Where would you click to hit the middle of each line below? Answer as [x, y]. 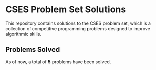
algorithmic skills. [23, 34]
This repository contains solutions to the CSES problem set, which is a [78, 23]
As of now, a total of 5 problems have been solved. [58, 62]
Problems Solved [33, 50]
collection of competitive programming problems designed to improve [78, 28]
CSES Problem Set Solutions [66, 9]
